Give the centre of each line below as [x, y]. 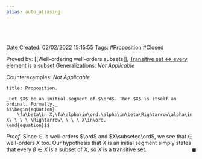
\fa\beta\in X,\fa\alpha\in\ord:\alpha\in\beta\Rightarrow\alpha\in [105, 115]
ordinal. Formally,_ [32, 104]
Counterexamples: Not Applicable [48, 77]
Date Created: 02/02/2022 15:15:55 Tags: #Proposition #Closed [85, 47]
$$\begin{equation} [31, 109]
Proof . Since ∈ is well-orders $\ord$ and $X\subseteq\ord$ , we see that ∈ [99, 136]
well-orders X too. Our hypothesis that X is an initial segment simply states [99, 143]
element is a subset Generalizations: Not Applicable [71, 65]
